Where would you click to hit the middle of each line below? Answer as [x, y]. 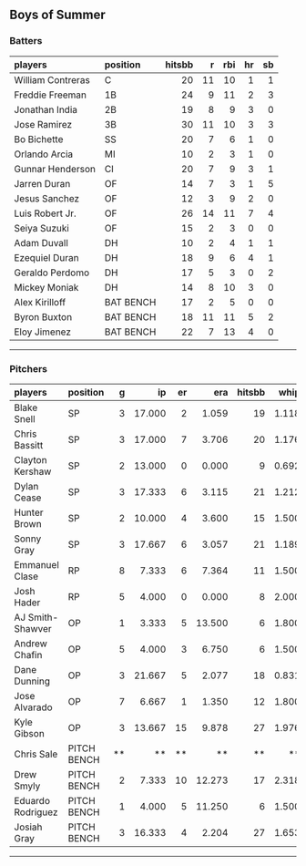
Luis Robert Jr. [46, 213]
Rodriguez [36, 812]
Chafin [28, 655]
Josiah [28, 827]
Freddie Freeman [50, 95]
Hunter [29, 512]
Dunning [32, 681]
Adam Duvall [41, 242]
